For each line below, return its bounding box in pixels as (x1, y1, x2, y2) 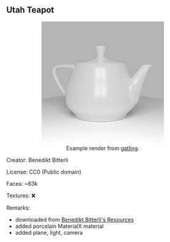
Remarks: (6, 204, 31, 211)
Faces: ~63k (6, 180, 38, 187)
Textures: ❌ (6, 192, 35, 199)
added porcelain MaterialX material (15, 222, 104, 230)
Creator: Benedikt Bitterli (6, 156, 68, 164)
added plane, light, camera (15, 229, 83, 236)
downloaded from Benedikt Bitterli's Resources (15, 216, 135, 223)
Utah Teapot (6, 5, 54, 15)
